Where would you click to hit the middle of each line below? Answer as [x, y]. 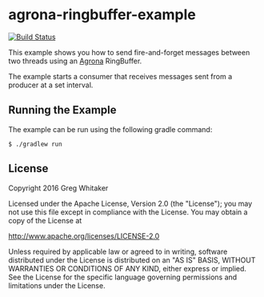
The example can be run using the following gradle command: [110, 129]
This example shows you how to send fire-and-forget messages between [129, 52]
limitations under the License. [57, 285]
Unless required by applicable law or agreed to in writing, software [118, 251]
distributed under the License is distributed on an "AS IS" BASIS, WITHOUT [132, 260]
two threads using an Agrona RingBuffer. [75, 61]
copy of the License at [45, 220]
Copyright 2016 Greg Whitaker [58, 188]
